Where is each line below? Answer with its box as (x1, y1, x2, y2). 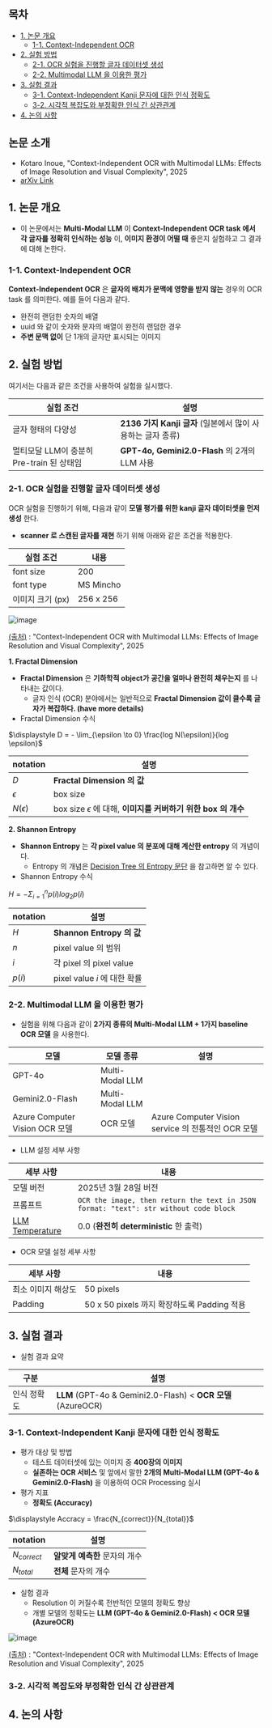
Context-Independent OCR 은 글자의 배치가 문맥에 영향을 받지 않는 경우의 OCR (8, 284, 262, 294)
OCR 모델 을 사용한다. (19, 1029, 90, 1038)
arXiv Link (19, 175, 54, 185)
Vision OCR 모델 (12, 1123, 73, 1134)
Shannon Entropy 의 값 (53, 928, 142, 939)
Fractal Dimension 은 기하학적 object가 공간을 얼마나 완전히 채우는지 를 (19, 673, 249, 682)
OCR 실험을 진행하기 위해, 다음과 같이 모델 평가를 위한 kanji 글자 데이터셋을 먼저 (8, 503, 261, 512)
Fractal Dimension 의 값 (53, 775, 144, 786)
